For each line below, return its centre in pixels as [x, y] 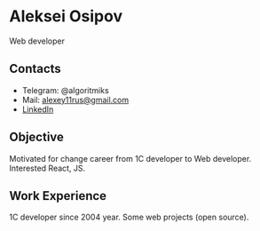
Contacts [35, 69]
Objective [37, 137]
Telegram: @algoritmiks [65, 90]
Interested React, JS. [47, 168]
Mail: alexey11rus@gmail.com [75, 100]
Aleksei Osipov [66, 16]
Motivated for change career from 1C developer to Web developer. [130, 158]
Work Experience [58, 196]
